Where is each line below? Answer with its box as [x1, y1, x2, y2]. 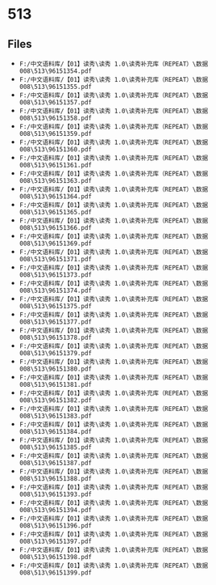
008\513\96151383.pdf [19, 412, 92, 420]
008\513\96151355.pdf [19, 83, 92, 91]
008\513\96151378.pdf [19, 333, 92, 341]
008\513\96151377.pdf [19, 318, 92, 326]
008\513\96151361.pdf [19, 161, 92, 169]
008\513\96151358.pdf [19, 114, 92, 122]
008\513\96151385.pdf [19, 443, 92, 451]
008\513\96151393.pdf [19, 490, 92, 498]
